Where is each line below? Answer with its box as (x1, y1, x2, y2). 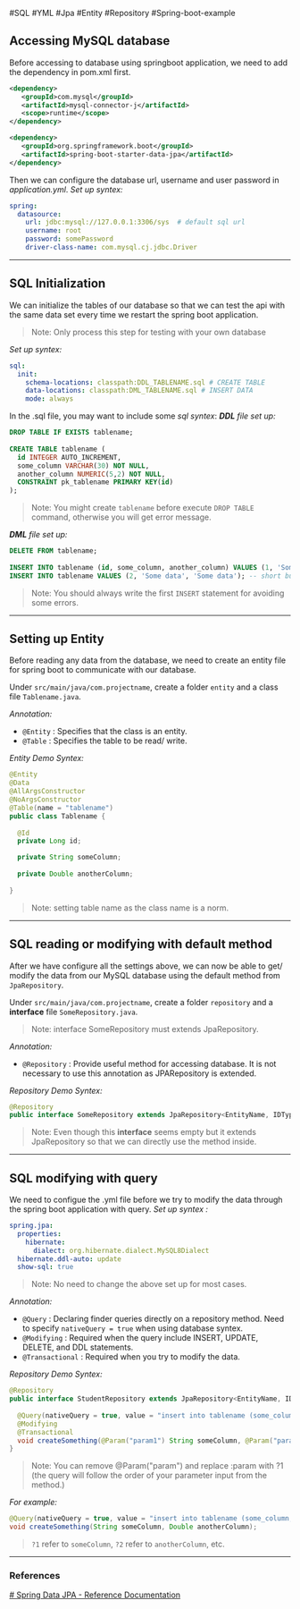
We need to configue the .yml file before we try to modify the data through (9, 1194, 283, 1206)
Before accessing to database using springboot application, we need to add (9, 57, 288, 68)
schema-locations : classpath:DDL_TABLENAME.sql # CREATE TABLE (25, 377, 266, 387)
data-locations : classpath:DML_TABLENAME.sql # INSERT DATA (25, 386, 254, 395)
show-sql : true (17, 1263, 74, 1272)
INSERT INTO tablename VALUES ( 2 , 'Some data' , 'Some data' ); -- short (9, 572, 281, 580)
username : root (25, 226, 82, 235)
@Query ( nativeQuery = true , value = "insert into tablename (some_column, (9, 1514, 294, 1523)
